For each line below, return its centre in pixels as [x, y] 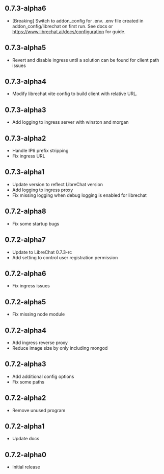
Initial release [26, 467]
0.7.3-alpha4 [26, 82]
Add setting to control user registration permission [65, 257]
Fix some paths [28, 382]
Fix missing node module [38, 314]
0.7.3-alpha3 [25, 110]
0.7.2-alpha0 [26, 455]
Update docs [26, 439]
